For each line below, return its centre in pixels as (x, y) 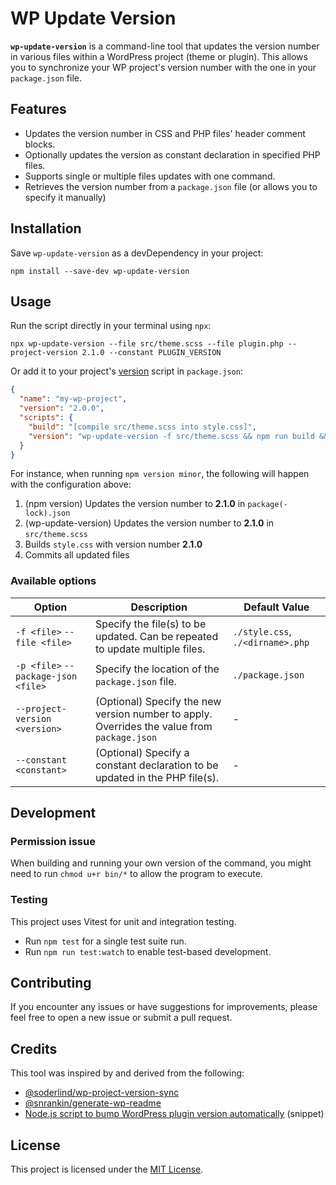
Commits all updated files (77, 555)
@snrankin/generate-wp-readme (93, 1103)
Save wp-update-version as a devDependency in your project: (137, 253)
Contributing (51, 983)
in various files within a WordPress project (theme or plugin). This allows (159, 56)
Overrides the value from (153, 726)
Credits (34, 1048)
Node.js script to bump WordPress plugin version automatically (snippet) (174, 1114)
